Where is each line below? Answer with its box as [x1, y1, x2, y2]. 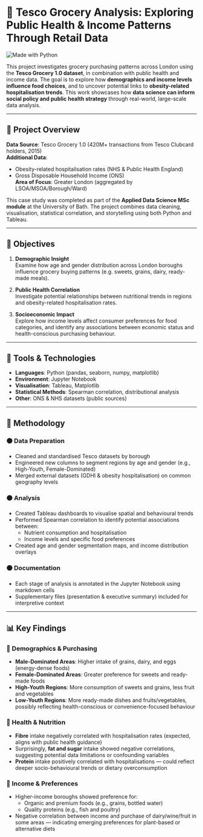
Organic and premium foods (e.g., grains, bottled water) [24, 799, 163, 807]
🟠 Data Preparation [6, 436, 65, 445]
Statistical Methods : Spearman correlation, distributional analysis [14, 389, 179, 396]
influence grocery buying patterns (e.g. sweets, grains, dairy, [14, 268, 167, 275]
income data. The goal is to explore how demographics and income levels [6, 76, 192, 83]
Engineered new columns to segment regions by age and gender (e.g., [14, 459, 191, 467]
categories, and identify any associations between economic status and [14, 323, 195, 330]
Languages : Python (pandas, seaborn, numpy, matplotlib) [14, 369, 159, 376]
